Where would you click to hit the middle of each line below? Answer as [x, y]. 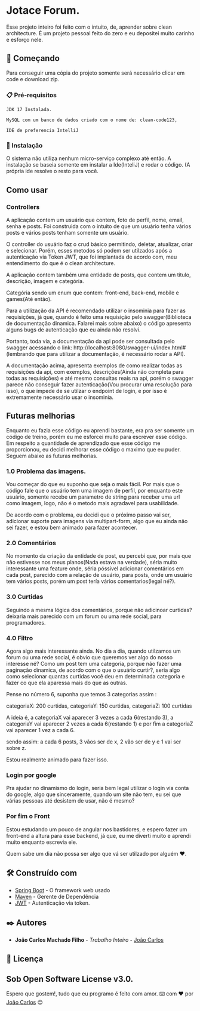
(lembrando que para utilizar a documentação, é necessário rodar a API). [96, 354]
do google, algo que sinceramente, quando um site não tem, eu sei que [94, 794]
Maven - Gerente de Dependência [57, 897]
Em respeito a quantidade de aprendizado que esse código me [83, 443]
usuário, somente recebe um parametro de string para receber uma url [93, 497]
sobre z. [16, 748]
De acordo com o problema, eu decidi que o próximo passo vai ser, [89, 515]
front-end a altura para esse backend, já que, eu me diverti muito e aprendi [99, 835]
